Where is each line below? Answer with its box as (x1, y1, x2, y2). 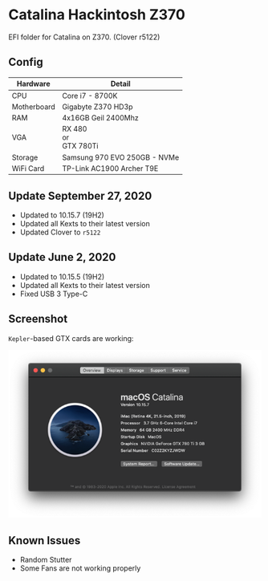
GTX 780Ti (62, 141, 99, 151)
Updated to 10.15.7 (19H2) (19, 210, 104, 220)
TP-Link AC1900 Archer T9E (62, 163, 159, 173)
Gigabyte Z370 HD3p (62, 102, 134, 112)
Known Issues (8, 534, 81, 547)
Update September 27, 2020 (8, 189, 152, 202)
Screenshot (8, 312, 68, 326)
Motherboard (11, 102, 56, 112)
